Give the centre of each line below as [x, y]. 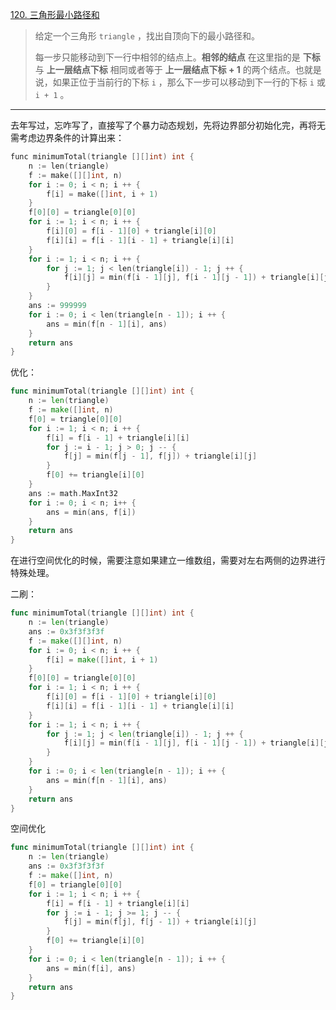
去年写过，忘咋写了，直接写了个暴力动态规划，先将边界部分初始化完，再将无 [168, 125]
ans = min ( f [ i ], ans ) [91, 968]
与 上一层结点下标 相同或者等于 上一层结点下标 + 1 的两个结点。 [165, 69]
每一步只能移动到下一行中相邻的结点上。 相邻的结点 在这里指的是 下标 [177, 57]
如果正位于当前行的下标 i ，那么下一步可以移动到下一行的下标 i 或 [189, 82]
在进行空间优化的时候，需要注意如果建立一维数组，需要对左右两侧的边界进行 [168, 560]
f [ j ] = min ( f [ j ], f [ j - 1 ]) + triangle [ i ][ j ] [160, 922]
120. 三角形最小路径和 [55, 14]
